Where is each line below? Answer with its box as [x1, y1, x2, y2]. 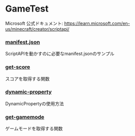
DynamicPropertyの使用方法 [5, 100, 64, 106]
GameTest [5, 3, 49, 15]
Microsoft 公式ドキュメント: [5, 20, 63, 26]
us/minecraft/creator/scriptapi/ [5, 26, 70, 32]
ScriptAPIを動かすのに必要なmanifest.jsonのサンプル [5, 51, 115, 57]
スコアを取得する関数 [5, 76, 50, 82]
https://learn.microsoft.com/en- [64, 20, 130, 26]
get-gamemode [5, 113, 44, 120]
